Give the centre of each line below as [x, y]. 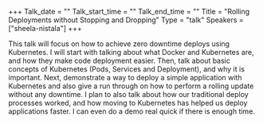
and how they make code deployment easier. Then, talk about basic [120, 60]
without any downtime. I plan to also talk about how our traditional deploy [128, 94]
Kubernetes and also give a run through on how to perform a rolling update [131, 86]
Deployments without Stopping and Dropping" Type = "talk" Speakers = [126, 20]
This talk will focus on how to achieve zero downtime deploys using [119, 44]
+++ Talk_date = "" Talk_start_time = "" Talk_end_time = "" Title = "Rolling [129, 12]
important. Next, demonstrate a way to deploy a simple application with [125, 77]
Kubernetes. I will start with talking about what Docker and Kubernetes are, [131, 52]
